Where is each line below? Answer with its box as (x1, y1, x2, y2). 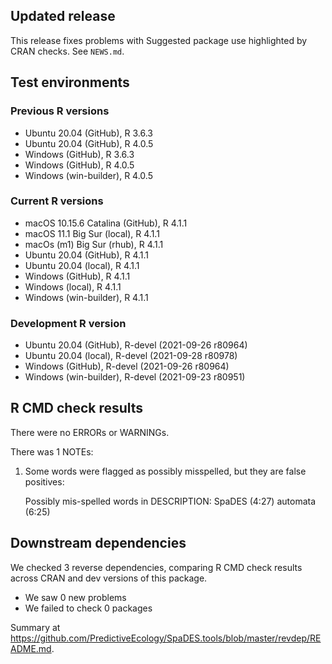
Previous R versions (10, 104, 110, 118)
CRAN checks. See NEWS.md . (10, 45, 125, 57)
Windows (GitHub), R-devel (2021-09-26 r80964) (24, 360, 230, 373)
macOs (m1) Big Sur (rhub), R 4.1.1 (24, 238, 164, 250)
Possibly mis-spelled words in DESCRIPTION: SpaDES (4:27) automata (24, 495, 317, 507)
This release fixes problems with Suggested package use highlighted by (10, 34, 308, 46)
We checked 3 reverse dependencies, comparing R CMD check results (10, 561, 303, 573)
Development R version (10, 316, 127, 330)
